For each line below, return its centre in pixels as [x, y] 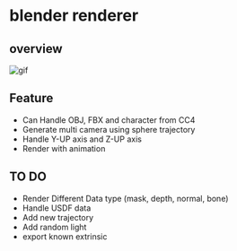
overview [36, 49]
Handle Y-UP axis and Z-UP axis [82, 139]
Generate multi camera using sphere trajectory [109, 129]
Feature [31, 98]
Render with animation [64, 148]
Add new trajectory [58, 217]
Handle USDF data [57, 208]
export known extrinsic [65, 236]
